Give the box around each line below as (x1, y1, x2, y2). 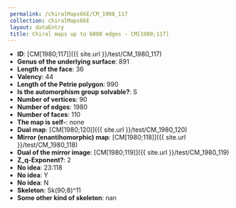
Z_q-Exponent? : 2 (16, 156, 72, 165)
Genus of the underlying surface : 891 (16, 58, 129, 66)
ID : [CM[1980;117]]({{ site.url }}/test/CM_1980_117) (16, 50, 162, 58)
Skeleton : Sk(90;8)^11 (16, 186, 81, 194)
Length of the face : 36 (16, 65, 85, 73)
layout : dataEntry (9, 24, 65, 31)
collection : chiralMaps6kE (9, 17, 90, 24)
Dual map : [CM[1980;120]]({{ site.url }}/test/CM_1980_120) (16, 125, 188, 134)
